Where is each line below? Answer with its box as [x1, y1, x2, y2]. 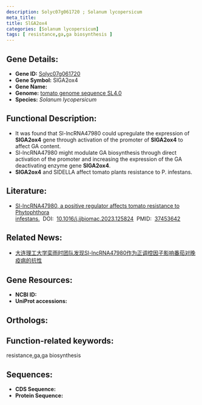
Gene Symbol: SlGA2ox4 [15, 77, 78, 84]
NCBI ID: [15, 291, 38, 298]
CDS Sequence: [15, 386, 56, 393]
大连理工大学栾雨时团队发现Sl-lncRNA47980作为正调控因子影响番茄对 [15, 250, 190, 257]
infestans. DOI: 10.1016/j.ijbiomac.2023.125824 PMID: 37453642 [15, 215, 181, 222]
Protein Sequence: [15, 392, 64, 400]
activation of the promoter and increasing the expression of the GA [15, 155, 183, 163]
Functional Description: [6, 114, 97, 124]
